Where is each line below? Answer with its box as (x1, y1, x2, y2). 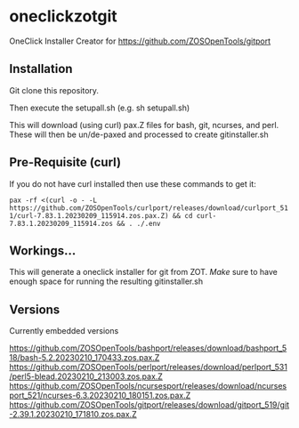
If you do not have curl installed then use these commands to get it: (9, 178, 256, 189)
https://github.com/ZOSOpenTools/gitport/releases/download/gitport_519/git (9, 400, 290, 410)
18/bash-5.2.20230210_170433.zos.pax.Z (9, 352, 160, 363)
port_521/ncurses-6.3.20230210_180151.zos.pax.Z (9, 390, 191, 401)
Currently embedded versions (9, 326, 119, 336)
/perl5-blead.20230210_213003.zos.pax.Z (9, 371, 163, 382)
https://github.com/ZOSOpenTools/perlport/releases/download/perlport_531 (9, 362, 287, 373)
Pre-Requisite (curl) (9, 155, 122, 170)
